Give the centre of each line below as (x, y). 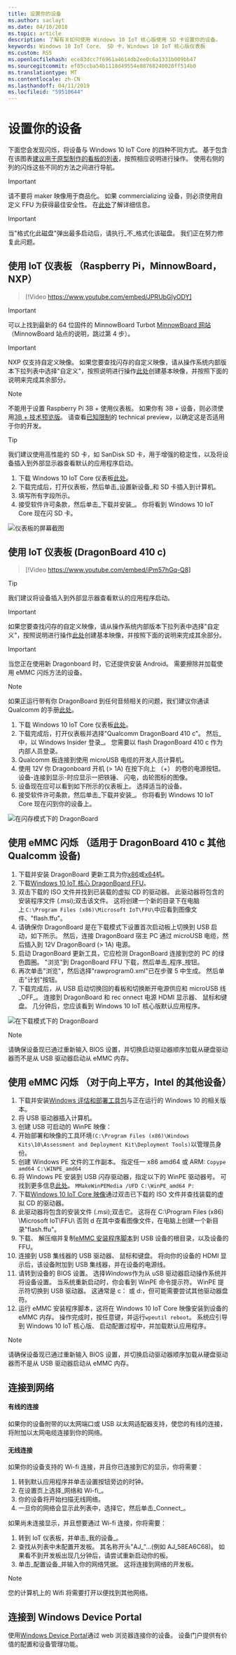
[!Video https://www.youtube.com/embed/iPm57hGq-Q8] (108, 569)
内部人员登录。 (40, 751)
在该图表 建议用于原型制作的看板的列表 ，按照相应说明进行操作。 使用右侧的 (116, 159)
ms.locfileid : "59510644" (46, 92)
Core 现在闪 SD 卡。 (47, 513)
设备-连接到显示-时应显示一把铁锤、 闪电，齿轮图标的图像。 (105, 777)
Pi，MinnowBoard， (177, 266)
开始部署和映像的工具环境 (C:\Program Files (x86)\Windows (104, 1135)
